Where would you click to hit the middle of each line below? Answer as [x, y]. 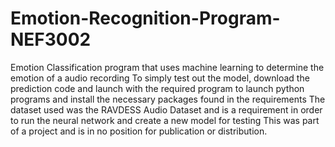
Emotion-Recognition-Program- [145, 18]
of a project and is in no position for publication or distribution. [139, 131]
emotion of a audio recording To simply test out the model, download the [160, 78]
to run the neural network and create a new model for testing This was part [165, 120]
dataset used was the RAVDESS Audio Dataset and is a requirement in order [166, 109]
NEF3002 [51, 39]
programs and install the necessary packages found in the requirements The [168, 99]
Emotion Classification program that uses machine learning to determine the [167, 67]
